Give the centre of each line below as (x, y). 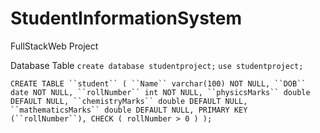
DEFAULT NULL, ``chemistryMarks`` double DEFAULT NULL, (129, 101)
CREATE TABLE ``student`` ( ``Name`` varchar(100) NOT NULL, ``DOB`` (158, 83)
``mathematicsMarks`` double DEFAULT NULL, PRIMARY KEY (129, 110)
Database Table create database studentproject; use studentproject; (157, 65)
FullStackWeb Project (54, 46)
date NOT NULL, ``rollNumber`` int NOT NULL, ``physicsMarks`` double (160, 92)
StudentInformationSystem (126, 18)
